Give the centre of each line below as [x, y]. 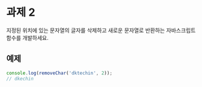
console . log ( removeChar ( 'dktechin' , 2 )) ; [59, 73]
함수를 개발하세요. [28, 37]
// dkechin [20, 79]
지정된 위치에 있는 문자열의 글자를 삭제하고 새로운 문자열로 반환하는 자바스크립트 [101, 30]
